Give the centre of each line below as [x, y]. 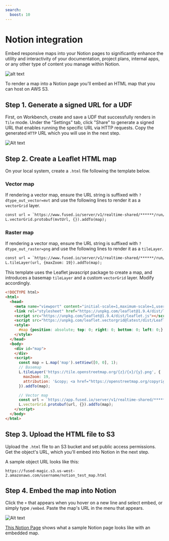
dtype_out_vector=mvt [28, 201]
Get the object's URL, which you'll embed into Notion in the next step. [77, 452]
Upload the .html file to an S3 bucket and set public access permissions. [81, 446]
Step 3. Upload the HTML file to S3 [60, 434]
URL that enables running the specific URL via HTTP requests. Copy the [80, 128]
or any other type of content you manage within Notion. [63, 64]
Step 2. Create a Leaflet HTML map [61, 159]
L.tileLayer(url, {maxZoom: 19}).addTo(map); [54, 263]
